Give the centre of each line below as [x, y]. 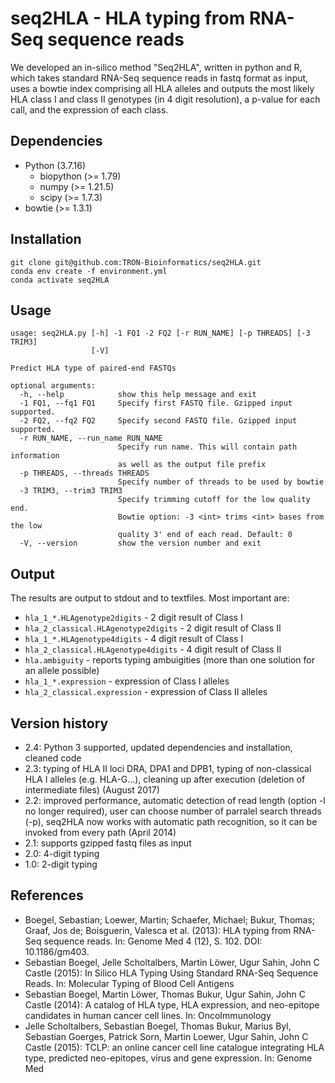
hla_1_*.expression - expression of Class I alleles [127, 681]
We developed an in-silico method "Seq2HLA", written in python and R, [156, 67]
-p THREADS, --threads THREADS [84, 473]
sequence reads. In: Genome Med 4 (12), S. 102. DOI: [153, 941]
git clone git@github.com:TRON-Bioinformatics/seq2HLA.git [136, 262]
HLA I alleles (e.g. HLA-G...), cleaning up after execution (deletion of [165, 779]
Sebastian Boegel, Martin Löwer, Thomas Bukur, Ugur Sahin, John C [165, 994]
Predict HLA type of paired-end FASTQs [93, 368]
